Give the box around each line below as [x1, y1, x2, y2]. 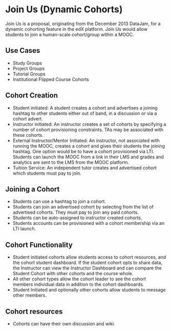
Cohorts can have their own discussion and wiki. [12, 321, 115, 326]
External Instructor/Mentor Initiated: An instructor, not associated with [12, 137, 160, 143]
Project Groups [12, 65, 45, 71]
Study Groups [12, 60, 42, 66]
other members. [12, 292, 47, 298]
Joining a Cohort [5, 184, 60, 193]
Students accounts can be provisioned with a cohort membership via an [12, 220, 165, 226]
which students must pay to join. [12, 170, 82, 176]
